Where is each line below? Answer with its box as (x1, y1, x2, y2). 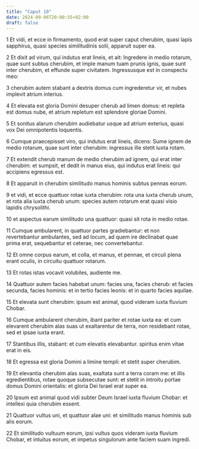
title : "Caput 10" (6, 8, 52, 15)
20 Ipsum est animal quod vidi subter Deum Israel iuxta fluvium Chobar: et (6, 394, 188, 401)
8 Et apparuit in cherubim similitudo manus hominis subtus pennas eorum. (6, 180, 188, 187)
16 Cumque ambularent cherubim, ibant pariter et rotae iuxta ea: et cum (6, 316, 181, 324)
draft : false (6, 20, 39, 26)
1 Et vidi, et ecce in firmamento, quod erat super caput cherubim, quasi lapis (6, 36, 192, 43)
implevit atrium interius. (6, 90, 64, 98)
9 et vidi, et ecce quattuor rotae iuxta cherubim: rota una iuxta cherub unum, (6, 191, 194, 199)
